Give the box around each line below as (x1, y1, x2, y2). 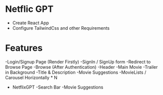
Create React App (12, 20, 49, 26)
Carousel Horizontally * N (5, 74, 58, 80)
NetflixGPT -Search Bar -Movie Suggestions (12, 84, 104, 90)
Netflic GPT (5, 3, 54, 15)
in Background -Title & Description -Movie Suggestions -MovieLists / (5, 69, 147, 75)
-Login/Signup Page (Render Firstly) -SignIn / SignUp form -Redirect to (5, 58, 151, 65)
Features (5, 43, 43, 54)
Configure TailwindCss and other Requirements (12, 25, 110, 31)
